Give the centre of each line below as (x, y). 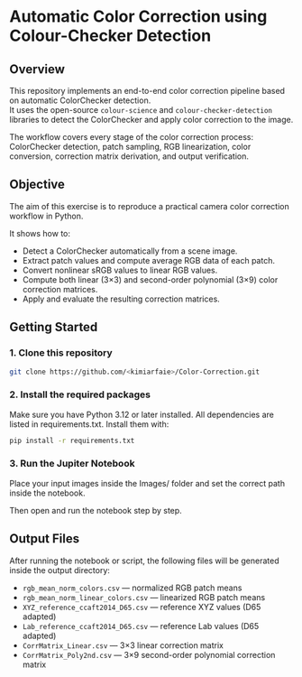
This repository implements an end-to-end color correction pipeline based (147, 91)
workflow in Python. (46, 216)
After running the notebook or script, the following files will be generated (144, 561)
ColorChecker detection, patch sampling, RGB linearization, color (130, 147)
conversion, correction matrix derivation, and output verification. (129, 156)
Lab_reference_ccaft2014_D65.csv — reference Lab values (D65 (141, 626)
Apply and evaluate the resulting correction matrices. (121, 299)
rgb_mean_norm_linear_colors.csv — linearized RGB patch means (144, 597)
